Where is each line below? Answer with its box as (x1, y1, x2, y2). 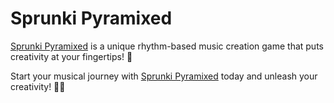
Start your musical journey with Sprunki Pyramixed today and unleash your (10, 70, 318, 82)
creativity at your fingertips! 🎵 (10, 50, 133, 62)
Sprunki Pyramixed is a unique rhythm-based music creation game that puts (10, 40, 324, 52)
